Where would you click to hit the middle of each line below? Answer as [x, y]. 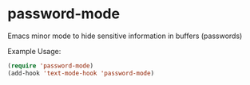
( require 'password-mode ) [50, 66]
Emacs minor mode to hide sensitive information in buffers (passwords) [125, 36]
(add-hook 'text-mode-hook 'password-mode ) [81, 73]
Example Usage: [34, 51]
